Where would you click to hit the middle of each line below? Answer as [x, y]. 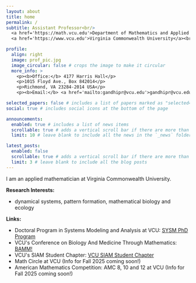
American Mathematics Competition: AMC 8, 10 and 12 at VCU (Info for [99, 267]
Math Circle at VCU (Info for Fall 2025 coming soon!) [78, 261]
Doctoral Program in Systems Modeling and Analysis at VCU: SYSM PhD [101, 230]
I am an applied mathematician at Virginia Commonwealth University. [89, 179]
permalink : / [22, 22]
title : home [20, 17]
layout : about [23, 11]
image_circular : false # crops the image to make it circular [88, 65]
